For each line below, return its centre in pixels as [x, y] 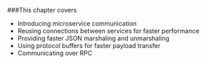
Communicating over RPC [55, 53]
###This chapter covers [42, 10]
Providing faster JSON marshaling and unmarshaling [94, 38]
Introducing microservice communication [77, 23]
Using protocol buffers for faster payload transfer [89, 46]
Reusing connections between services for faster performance [108, 31]
